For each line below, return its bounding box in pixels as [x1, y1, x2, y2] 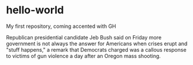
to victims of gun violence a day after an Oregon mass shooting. [6, 52, 161, 59]
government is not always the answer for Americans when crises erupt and [6, 40, 188, 47]
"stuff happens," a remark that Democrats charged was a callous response [6, 46, 187, 53]
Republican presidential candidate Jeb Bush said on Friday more [6, 34, 162, 41]
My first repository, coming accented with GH [6, 23, 116, 30]
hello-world [6, 3, 65, 17]
